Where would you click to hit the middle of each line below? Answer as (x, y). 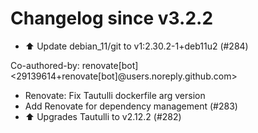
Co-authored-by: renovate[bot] (74, 65)
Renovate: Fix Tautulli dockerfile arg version (115, 95)
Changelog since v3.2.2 (112, 18)
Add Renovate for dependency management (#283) (131, 106)
